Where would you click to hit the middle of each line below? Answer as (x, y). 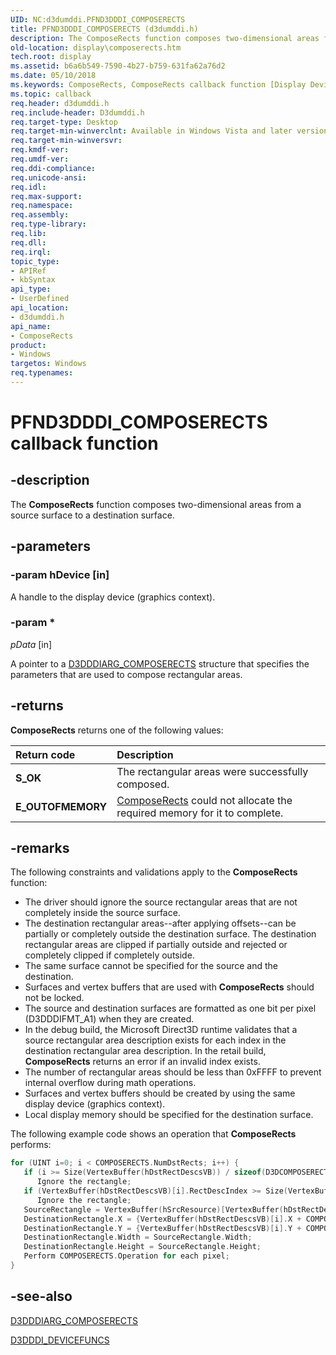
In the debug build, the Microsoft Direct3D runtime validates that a (161, 1030)
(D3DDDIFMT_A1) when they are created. (109, 1019)
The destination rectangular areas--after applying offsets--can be (160, 923)
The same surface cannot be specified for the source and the (151, 966)
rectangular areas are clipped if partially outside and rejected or (156, 945)
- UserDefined (40, 299)
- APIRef (28, 271)
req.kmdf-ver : (40, 150)
